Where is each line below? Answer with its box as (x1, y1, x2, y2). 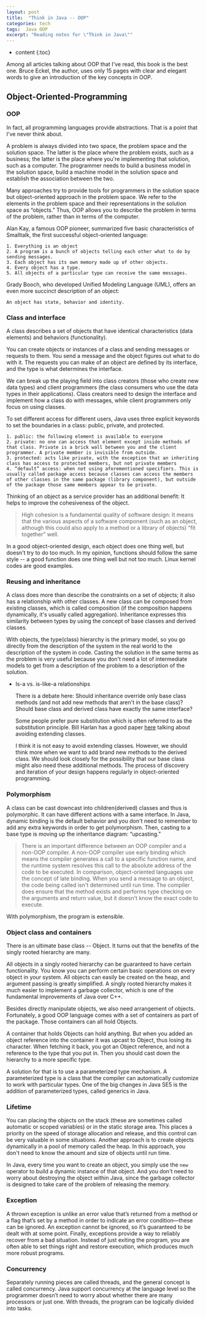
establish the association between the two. (6, 174, 115, 182)
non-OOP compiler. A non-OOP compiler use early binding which (21, 849, 186, 856)
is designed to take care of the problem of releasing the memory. (6, 1181, 170, 1188)
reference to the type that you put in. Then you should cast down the (6, 1049, 180, 1057)
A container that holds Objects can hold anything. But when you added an (6, 1030, 193, 1037)
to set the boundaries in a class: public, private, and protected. (6, 422, 164, 429)
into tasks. (6, 1304, 32, 1311)
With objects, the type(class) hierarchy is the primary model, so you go (6, 636, 186, 643)
